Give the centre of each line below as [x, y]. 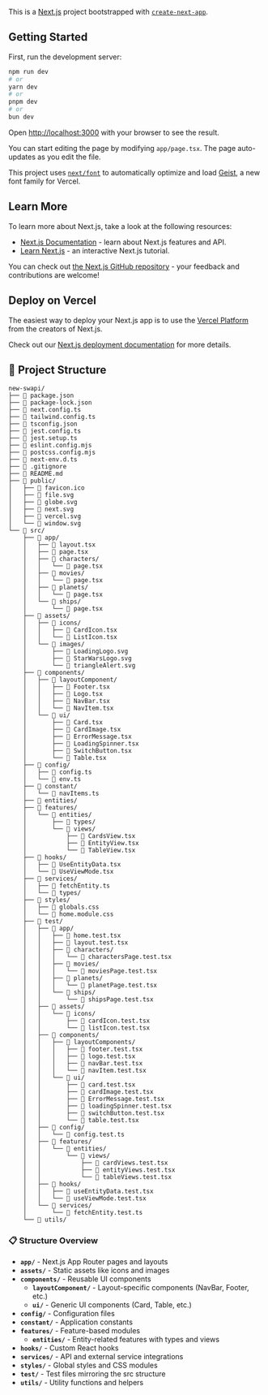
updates [22, 157]
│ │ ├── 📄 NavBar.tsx [67, 702]
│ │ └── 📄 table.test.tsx [81, 1121]
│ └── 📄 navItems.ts [61, 794]
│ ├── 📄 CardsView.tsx [79, 836]
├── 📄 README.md [36, 474]
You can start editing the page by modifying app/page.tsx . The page [122, 148]
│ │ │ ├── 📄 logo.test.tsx [79, 1056]
